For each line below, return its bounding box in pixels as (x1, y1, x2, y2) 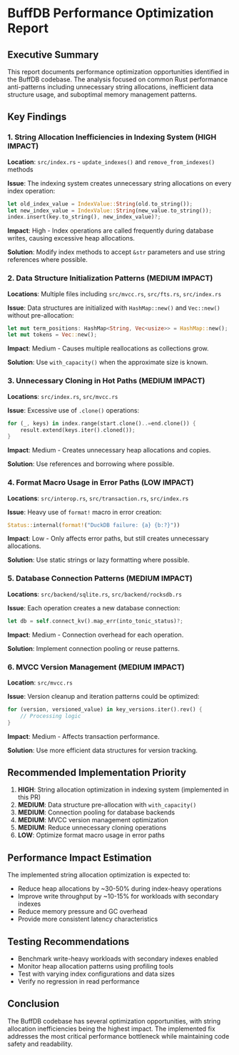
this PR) (17, 793, 41, 802)
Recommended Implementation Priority (7, 766, 187, 779)
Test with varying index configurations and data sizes (17, 969, 175, 978)
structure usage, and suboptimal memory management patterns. (7, 91, 198, 99)
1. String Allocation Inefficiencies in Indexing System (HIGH (7, 132, 217, 142)
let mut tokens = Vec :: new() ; (7, 331, 98, 338)
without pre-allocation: (7, 311, 74, 319)
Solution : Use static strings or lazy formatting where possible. (7, 555, 190, 565)
